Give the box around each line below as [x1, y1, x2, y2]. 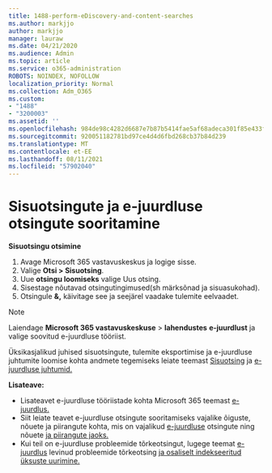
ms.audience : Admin [8, 49, 74, 58]
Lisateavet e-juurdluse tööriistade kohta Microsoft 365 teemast [19, 396, 231, 406]
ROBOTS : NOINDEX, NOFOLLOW [8, 72, 100, 80]
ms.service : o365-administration [8, 65, 121, 73]
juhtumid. [40, 364, 73, 374]
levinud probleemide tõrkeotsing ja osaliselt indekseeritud [49, 447, 242, 458]
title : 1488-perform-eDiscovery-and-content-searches [8, 11, 194, 20]
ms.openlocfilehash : [8, 125, 79, 133]
